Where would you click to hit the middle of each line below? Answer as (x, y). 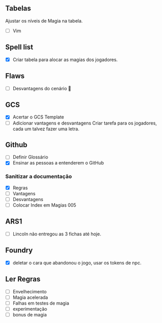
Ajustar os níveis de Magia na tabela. (44, 21)
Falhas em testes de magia (41, 303)
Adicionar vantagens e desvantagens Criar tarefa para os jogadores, (85, 123)
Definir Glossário (30, 157)
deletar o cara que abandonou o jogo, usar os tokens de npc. (77, 263)
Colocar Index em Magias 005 (44, 205)
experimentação (30, 309)
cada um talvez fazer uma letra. (46, 129)
